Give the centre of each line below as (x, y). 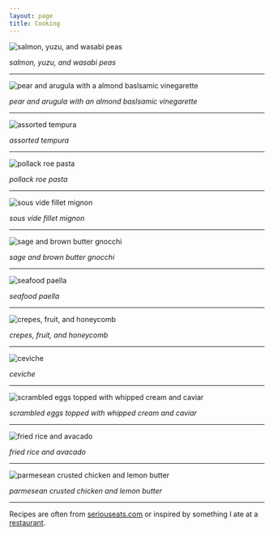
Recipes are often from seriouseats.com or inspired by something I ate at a (134, 514)
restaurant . (28, 522)
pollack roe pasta (38, 179)
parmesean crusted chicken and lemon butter (86, 490)
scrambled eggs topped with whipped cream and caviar (103, 413)
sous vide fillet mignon (47, 218)
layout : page (31, 16)
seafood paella (34, 295)
